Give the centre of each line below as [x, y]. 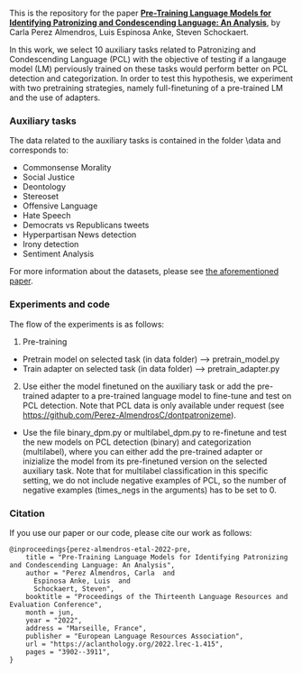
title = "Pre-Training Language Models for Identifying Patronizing [157, 557]
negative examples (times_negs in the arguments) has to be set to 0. [149, 490]
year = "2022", [54, 620]
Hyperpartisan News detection [79, 235]
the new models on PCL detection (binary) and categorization [137, 442]
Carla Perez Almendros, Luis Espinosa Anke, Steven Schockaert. [129, 32]
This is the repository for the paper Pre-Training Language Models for [141, 13]
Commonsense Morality [67, 168]
